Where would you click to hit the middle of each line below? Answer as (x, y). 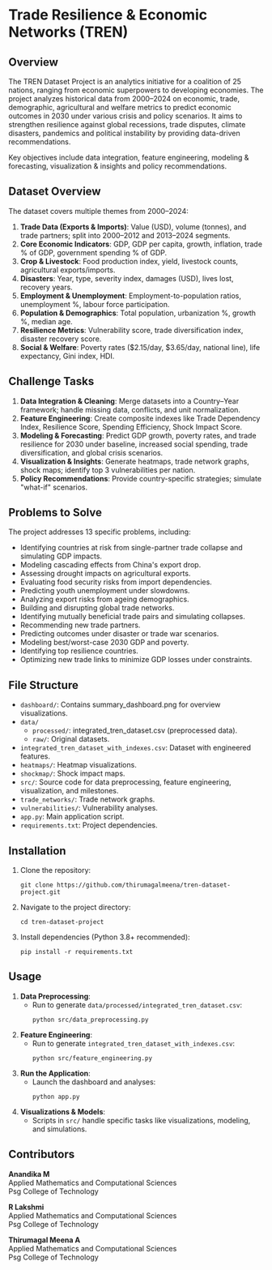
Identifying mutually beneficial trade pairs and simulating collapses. (132, 617)
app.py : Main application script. (72, 817)
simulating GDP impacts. (61, 556)
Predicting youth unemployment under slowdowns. (105, 591)
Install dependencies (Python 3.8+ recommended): (105, 937)
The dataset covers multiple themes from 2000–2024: (98, 211)
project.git (40, 892)
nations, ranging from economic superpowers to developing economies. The (136, 90)
